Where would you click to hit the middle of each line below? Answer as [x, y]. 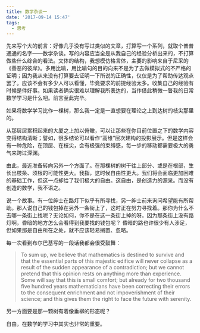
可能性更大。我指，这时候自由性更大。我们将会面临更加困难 [121, 173]
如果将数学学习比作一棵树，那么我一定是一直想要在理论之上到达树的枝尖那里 [100, 111]
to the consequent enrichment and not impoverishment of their [98, 293]
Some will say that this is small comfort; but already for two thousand [105, 280]
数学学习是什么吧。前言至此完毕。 [48, 98]
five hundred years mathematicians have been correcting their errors [105, 287]
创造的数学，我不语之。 [35, 188]
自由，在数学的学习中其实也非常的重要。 [56, 324]
